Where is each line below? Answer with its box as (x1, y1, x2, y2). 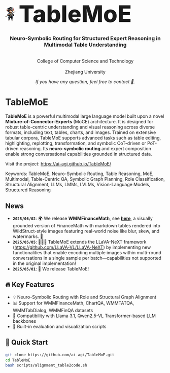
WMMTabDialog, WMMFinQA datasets (12, 307, 93, 313)
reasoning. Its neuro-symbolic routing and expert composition (19, 146, 151, 152)
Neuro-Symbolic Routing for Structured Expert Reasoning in (10, 35, 161, 42)
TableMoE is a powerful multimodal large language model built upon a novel (5, 113, 164, 119)
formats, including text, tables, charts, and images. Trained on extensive (5, 129, 156, 135)
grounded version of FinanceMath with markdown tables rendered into (12, 223, 161, 229)
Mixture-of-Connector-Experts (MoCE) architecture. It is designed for (5, 119, 154, 125)
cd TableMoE (5, 357, 30, 363)
